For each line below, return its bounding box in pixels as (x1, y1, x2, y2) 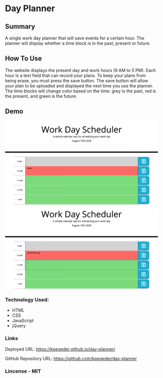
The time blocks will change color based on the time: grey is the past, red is (5, 88, 156, 94)
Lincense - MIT (5, 368, 41, 375)
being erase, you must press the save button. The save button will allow (5, 77, 148, 83)
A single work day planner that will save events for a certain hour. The (5, 35, 145, 41)
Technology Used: (5, 296, 49, 303)
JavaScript (12, 318, 34, 324)
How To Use (5, 54, 42, 63)
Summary (5, 22, 35, 31)
